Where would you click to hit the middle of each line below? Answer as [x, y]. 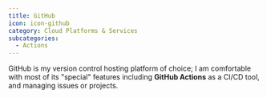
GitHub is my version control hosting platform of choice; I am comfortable [129, 68]
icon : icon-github [39, 23]
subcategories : [34, 38]
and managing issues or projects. [63, 86]
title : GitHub [32, 16]
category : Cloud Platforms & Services [73, 31]
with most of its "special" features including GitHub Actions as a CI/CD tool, [134, 77]
